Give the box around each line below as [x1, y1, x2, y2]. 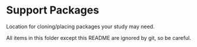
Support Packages [6, 4, 100, 17]
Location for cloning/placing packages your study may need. [6, 23, 155, 30]
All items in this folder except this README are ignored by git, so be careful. [6, 34, 192, 41]
